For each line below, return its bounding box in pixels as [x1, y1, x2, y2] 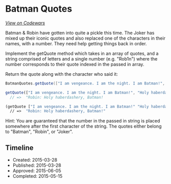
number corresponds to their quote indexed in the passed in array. [5, 61, 145, 67]
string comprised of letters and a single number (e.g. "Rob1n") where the [5, 55, 158, 62]
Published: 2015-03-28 [12, 162, 62, 168]
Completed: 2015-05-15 [12, 173, 63, 179]
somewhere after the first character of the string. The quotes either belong [5, 123, 162, 130]
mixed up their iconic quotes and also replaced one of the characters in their [5, 35, 165, 41]
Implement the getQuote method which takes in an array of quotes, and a [5, 50, 159, 56]
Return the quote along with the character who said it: [5, 71, 118, 77]
